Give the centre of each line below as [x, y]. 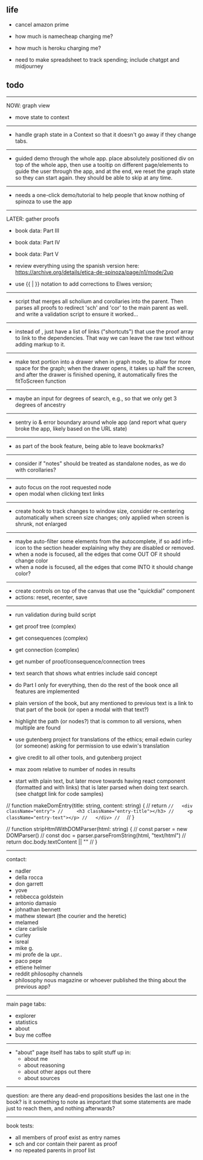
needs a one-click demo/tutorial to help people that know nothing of [100, 195]
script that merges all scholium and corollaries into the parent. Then [99, 301]
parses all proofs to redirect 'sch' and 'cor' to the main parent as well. [101, 307]
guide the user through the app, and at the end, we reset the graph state [105, 171]
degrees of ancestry [40, 405]
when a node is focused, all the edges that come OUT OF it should [98, 554]
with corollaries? [35, 470]
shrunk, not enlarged [41, 524]
